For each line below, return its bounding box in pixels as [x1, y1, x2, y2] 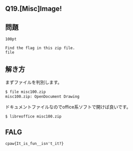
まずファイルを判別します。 [5, 79, 62, 85]
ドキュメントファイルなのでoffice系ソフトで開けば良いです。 [5, 104, 131, 110]
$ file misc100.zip [5, 89, 46, 94]
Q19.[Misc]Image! [5, 5, 62, 13]
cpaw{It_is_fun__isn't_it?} [5, 141, 64, 146]
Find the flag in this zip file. [5, 45, 75, 51]
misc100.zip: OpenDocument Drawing [5, 94, 80, 99]
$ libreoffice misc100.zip [5, 114, 62, 119]
